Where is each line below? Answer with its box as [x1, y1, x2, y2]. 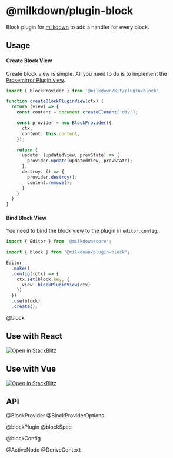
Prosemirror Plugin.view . [6, 76, 66, 83]
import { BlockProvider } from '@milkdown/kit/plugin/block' [6, 88, 159, 93]
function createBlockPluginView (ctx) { [6, 98, 104, 104]
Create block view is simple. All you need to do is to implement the [6, 70, 168, 77]
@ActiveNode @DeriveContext [6, 446, 81, 453]
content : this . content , [21, 131, 81, 136]
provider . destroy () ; [27, 174, 78, 180]
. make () [11, 265, 31, 271]
